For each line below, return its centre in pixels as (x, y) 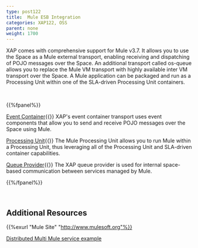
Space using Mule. (29, 129)
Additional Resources (47, 213)
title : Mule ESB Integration (44, 17)
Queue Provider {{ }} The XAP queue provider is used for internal (84, 165)
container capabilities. (33, 153)
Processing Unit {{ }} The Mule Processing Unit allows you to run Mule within (98, 141)
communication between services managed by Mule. (87, 171)
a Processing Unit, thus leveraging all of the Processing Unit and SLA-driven (99, 147)
